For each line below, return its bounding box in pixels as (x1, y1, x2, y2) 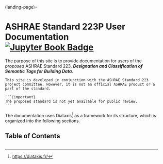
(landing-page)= (5, 4, 38, 10)
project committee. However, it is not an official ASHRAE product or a (5, 82, 155, 87)
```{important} (5, 94, 36, 99)
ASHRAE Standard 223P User (5, 21, 126, 32)
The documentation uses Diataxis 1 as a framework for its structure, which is (5, 111, 156, 118)
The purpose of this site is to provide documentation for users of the (5, 58, 142, 64)
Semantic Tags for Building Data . (5, 68, 74, 74)
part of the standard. (5, 86, 51, 91)
